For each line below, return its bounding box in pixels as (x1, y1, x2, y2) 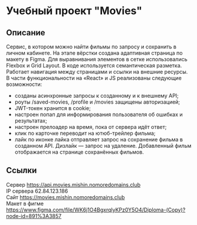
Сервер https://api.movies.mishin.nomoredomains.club (6, 181, 141, 188)
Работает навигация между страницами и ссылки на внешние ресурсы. (6, 68, 188, 75)
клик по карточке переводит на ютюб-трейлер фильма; (14, 130, 156, 137)
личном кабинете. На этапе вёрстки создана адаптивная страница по (6, 49, 183, 57)
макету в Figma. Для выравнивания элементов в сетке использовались (6, 56, 188, 62)
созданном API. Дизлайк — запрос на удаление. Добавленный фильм (14, 143, 192, 149)
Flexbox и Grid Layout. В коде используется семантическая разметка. (6, 62, 182, 69)
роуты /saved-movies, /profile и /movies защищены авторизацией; (14, 98, 180, 105)
